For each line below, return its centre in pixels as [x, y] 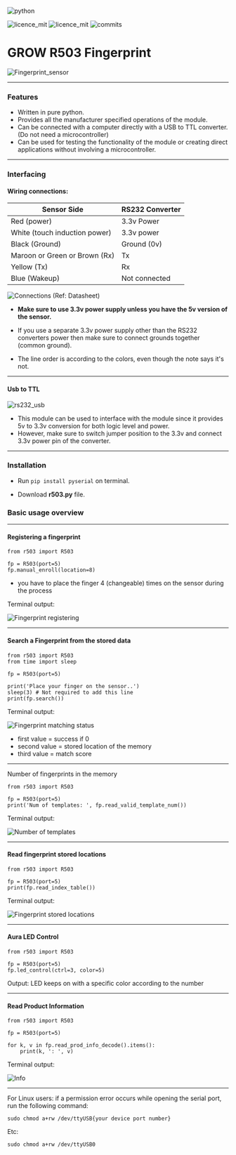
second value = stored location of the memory [85, 746]
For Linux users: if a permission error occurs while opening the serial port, [114, 1098]
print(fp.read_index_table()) [52, 887]
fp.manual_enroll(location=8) [52, 570]
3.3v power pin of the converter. [64, 441]
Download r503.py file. [51, 494]
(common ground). [45, 345]
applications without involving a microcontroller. [87, 150]
